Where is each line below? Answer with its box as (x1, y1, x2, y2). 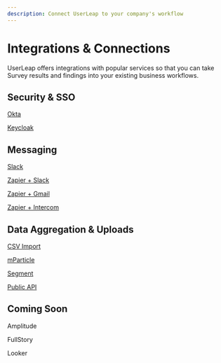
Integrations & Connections (7, 40, 170, 56)
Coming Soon (7, 303, 68, 315)
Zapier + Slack (7, 176, 50, 184)
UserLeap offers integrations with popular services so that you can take (7, 64, 215, 72)
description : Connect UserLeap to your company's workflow (7, 10, 184, 18)
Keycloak (7, 123, 34, 132)
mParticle (7, 256, 35, 263)
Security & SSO (7, 91, 76, 103)
